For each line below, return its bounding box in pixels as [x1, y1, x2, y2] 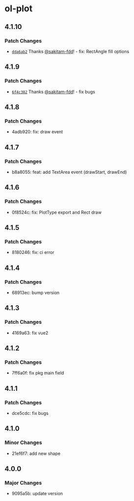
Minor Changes [4, 439, 42, 446]
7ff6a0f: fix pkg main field [11, 370, 64, 376]
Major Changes [4, 479, 42, 486]
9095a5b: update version [11, 491, 63, 497]
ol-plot [4, 3, 33, 14]
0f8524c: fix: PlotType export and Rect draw [11, 209, 102, 215]
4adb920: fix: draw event [11, 129, 63, 135]
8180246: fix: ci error [11, 250, 54, 255]
